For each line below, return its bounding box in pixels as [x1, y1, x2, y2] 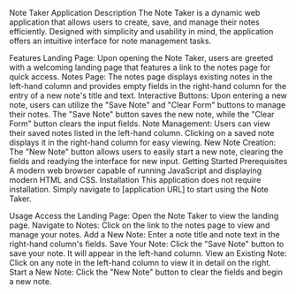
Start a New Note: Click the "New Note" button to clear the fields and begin [9, 267, 284, 277]
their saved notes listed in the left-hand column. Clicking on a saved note [9, 128, 275, 138]
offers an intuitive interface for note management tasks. [9, 35, 212, 46]
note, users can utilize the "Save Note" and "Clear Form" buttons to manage [9, 100, 286, 109]
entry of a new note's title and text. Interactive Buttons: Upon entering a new [9, 90, 287, 101]
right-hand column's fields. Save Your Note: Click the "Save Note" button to [9, 238, 285, 249]
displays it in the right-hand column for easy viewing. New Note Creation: [9, 137, 277, 147]
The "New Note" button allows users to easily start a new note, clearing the [9, 147, 284, 157]
